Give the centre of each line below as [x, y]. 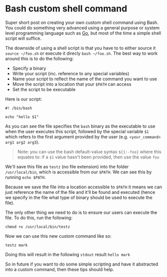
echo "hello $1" [22, 117]
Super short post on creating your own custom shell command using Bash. [82, 22]
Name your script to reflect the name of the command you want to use [84, 79]
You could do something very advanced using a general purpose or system [83, 27]
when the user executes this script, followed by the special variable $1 [77, 131]
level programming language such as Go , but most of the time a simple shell [83, 33]
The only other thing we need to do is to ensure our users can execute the [81, 212]
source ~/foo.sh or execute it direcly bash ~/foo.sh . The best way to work [82, 53]
